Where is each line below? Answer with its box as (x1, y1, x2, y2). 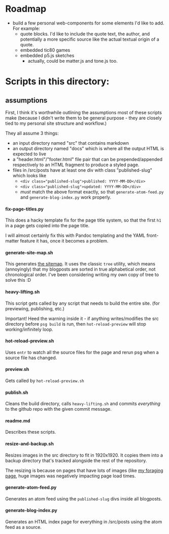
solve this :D (5, 277, 31, 283)
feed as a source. (5, 524, 42, 530)
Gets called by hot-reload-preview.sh (5, 378, 85, 384)
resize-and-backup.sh (5, 440, 54, 446)
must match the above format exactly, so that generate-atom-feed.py (20, 189, 164, 195)
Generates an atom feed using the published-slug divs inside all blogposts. (5, 495, 162, 502)
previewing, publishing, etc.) (5, 305, 65, 311)
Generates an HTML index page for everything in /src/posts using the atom (5, 518, 162, 525)
